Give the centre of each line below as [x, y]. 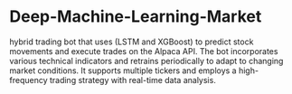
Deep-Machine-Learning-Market [136, 17]
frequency [28, 80]
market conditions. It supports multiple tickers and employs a [123, 70]
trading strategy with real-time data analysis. [133, 80]
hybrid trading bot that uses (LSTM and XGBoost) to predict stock [132, 42]
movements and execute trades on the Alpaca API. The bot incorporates [144, 51]
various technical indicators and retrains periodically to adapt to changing [146, 61]
